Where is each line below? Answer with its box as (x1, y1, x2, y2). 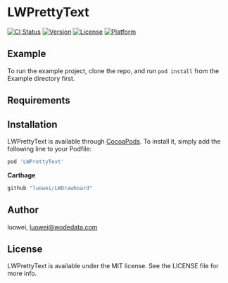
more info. (7, 269, 37, 278)
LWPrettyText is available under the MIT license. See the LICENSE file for (7, 262, 220, 270)
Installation (7, 118, 58, 130)
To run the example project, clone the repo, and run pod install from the (7, 66, 220, 75)
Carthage (7, 170, 36, 180)
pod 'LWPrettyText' (7, 158, 65, 165)
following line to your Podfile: (7, 144, 92, 153)
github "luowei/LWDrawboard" (7, 184, 93, 191)
